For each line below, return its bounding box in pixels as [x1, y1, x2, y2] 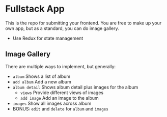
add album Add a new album [12, 78, 71, 84]
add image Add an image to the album [20, 95, 99, 101]
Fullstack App [5, 3, 65, 15]
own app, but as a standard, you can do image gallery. [5, 25, 120, 31]
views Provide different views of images [20, 90, 103, 96]
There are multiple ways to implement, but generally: [5, 63, 116, 69]
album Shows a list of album [12, 73, 71, 79]
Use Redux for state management [12, 35, 83, 41]
